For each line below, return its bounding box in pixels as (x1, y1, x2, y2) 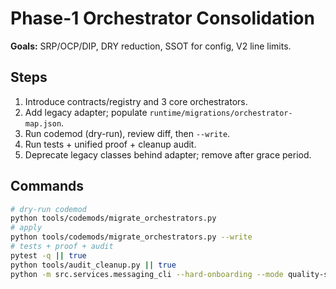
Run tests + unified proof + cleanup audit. (24, 138, 197, 150)
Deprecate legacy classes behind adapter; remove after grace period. (24, 148, 312, 161)
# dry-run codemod (10, 204, 87, 214)
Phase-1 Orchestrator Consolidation (10, 7, 315, 30)
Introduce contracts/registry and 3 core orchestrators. (24, 95, 248, 107)
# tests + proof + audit (10, 242, 114, 252)
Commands (10, 178, 85, 195)
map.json (24, 118, 62, 129)
